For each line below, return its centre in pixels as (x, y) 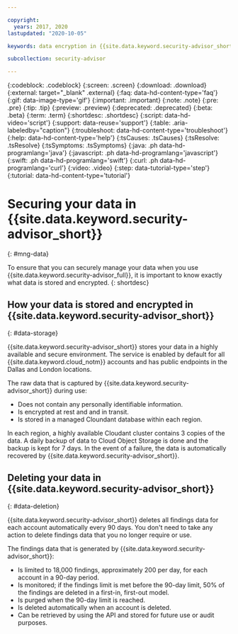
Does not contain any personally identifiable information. (100, 404)
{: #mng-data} (28, 254)
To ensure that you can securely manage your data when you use (103, 268)
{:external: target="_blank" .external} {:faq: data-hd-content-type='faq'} (113, 93)
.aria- (180, 123)
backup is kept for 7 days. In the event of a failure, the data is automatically (117, 448)
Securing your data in (72, 204)
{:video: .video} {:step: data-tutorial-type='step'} (139, 168)
